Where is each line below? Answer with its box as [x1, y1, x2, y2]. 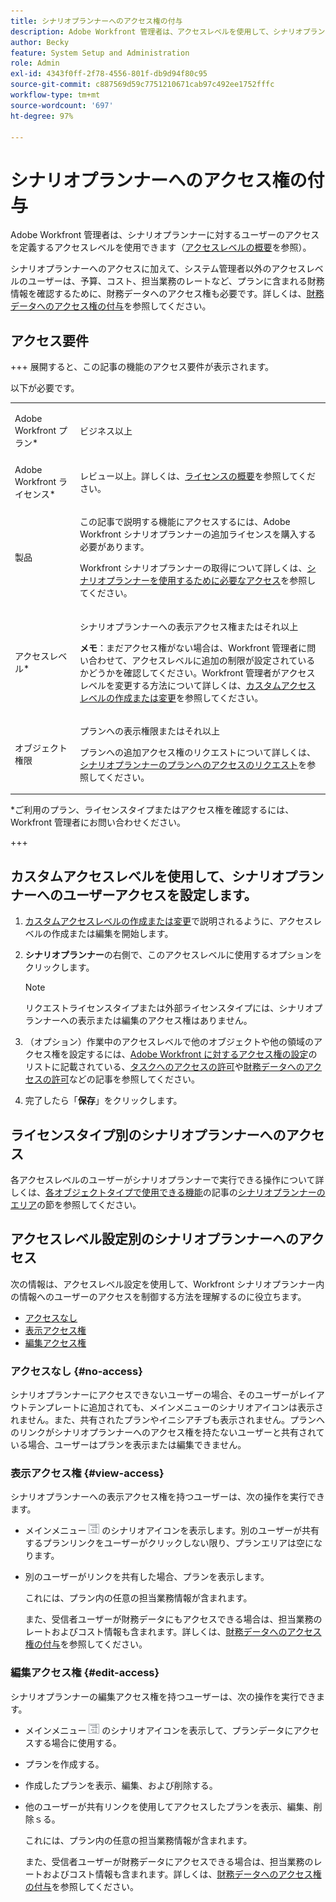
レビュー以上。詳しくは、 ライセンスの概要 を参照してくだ [79, 470, 316, 482]
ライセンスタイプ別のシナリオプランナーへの [10, 1126, 287, 1144]
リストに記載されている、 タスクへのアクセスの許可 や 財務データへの [24, 1061, 305, 1073]
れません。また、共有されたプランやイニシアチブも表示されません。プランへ [10, 1414, 325, 1426]
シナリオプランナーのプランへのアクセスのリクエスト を [79, 758, 308, 770]
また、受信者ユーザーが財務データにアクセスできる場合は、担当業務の [24, 1855, 314, 1867]
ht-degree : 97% [10, 111, 74, 121]
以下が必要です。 [10, 382, 80, 394]
